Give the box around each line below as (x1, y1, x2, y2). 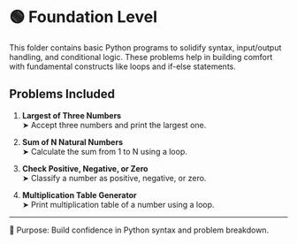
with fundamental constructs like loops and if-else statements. (9, 61, 236, 72)
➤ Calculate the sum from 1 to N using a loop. (21, 146, 187, 156)
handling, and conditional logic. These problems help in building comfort (9, 51, 273, 62)
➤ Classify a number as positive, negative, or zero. (21, 172, 207, 183)
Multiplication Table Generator (21, 189, 137, 200)
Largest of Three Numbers (21, 110, 122, 120)
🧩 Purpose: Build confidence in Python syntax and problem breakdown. (9, 225, 270, 235)
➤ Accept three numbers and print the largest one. (21, 119, 207, 130)
